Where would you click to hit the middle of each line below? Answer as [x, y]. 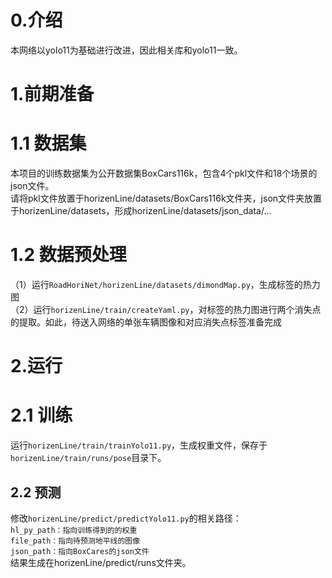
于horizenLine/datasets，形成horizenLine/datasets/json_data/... [141, 211]
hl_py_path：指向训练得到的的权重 [74, 530]
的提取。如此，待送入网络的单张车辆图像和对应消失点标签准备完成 [146, 322]
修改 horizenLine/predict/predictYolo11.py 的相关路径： [126, 518]
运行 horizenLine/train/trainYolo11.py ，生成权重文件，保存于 [139, 445]
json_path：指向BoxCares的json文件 [80, 551]
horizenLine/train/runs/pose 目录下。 [88, 458]
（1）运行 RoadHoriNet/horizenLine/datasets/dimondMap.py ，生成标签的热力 [165, 284]
